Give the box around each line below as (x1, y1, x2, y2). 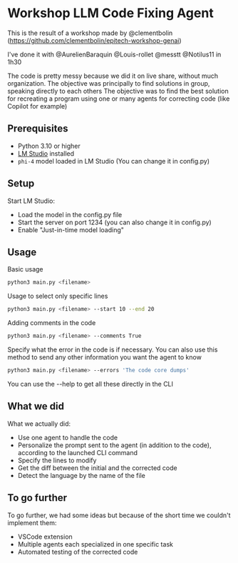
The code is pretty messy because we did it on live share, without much (7, 71, 219, 80)
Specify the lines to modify (17, 456, 97, 464)
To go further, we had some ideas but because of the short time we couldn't (7, 511, 231, 519)
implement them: (7, 518, 57, 527)
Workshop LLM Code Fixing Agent (7, 5, 214, 21)
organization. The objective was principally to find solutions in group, (7, 79, 210, 87)
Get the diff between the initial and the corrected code (17, 463, 177, 472)
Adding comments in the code (7, 319, 96, 327)
